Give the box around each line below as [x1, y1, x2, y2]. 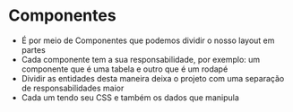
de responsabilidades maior [21, 82, 125, 93]
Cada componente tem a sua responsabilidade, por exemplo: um [21, 54, 261, 65]
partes [21, 44, 46, 55]
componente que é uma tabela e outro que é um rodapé [21, 64, 228, 74]
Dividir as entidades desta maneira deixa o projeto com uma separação [21, 73, 285, 83]
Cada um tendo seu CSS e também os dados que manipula [21, 91, 239, 103]
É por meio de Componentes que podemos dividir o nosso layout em [21, 35, 275, 46]
